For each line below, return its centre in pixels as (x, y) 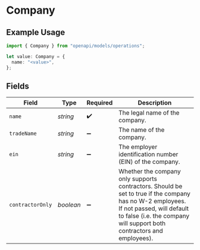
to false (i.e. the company (154, 216)
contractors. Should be (150, 186)
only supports (138, 179)
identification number (148, 154)
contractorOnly (31, 205)
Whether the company (150, 172)
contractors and (141, 231)
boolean (69, 205)
